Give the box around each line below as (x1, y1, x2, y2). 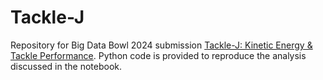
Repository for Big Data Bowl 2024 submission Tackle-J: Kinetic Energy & (10, 39, 313, 51)
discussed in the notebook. (10, 60, 122, 72)
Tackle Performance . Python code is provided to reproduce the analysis (10, 49, 307, 61)
